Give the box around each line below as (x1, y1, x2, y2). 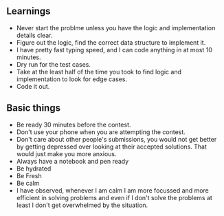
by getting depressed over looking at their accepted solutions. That (16, 142, 207, 151)
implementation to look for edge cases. (16, 75, 128, 83)
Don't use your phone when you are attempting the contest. (16, 127, 186, 136)
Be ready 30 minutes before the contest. (16, 120, 131, 129)
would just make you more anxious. (16, 149, 117, 158)
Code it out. (16, 82, 50, 90)
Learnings (6, 6, 51, 17)
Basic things (6, 102, 61, 114)
